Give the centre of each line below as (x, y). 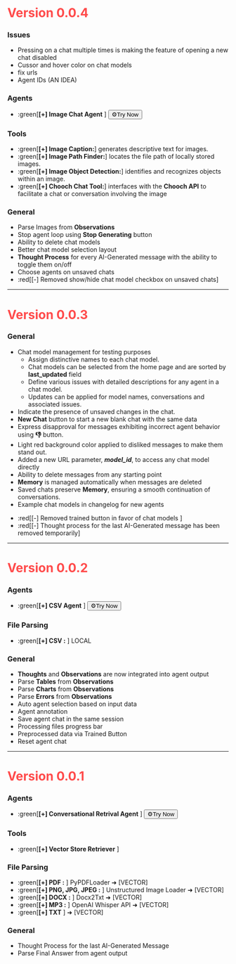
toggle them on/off (45, 264)
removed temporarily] (49, 533)
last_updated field (55, 374)
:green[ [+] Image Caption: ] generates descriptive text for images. (113, 149)
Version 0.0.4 (48, 13)
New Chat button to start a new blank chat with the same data (107, 419)
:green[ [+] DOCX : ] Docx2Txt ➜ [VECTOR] (80, 897)
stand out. (32, 452)
